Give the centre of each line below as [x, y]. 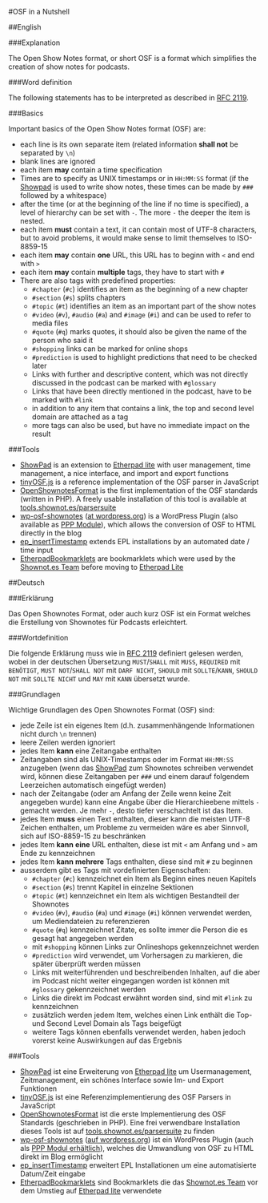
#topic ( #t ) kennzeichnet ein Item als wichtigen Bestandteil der [136, 896]
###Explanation [34, 42]
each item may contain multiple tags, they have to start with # [122, 272]
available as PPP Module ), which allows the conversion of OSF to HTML [138, 525]
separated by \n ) [48, 153]
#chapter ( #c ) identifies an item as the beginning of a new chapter [140, 289]
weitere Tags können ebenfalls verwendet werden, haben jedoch [138, 1032]
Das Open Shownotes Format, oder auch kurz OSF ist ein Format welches [130, 614]
